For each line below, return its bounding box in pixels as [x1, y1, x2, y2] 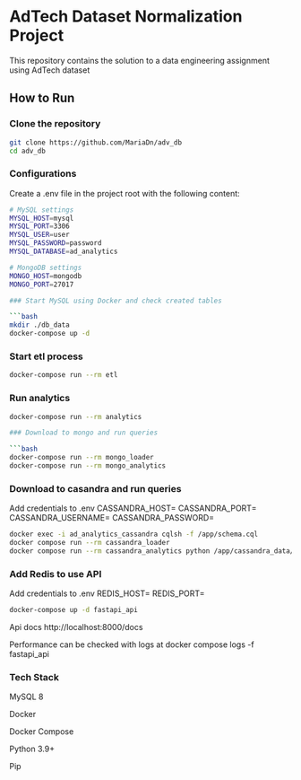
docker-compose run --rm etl [9, 371, 118, 380]
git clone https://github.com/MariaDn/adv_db [9, 137, 182, 147]
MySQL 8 [9, 691, 44, 702]
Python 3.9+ [9, 743, 56, 755]
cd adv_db [9, 146, 47, 155]
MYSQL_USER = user [9, 231, 70, 240]
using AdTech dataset [9, 65, 90, 75]
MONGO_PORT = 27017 [9, 280, 74, 289]
